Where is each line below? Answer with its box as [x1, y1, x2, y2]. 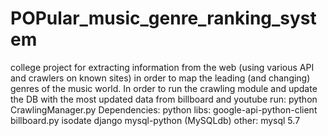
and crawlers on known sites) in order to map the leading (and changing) [10, 72, 311, 84]
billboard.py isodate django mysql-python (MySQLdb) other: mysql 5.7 [10, 114, 301, 126]
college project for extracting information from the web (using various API [10, 61, 315, 73]
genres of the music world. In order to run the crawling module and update [10, 82, 318, 94]
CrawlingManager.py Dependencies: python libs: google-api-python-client [10, 103, 318, 116]
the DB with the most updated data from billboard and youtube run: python [10, 93, 318, 105]
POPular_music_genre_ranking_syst [10, 7, 317, 30]
